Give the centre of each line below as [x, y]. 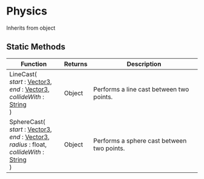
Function [34, 63]
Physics [27, 11]
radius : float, [28, 145]
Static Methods [36, 47]
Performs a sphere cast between [140, 140]
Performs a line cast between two [141, 89]
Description [144, 63]
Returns [76, 63]
